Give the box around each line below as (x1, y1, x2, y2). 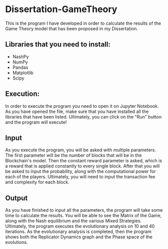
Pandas (12, 64, 29, 70)
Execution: (5, 90, 40, 98)
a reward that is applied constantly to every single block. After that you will (5, 163, 160, 169)
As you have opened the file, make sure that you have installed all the (5, 108, 149, 114)
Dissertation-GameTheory (5, 4, 117, 15)
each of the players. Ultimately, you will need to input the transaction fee (5, 174, 155, 180)
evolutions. (5, 239, 28, 245)
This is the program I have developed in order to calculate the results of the (5, 20, 161, 26)
